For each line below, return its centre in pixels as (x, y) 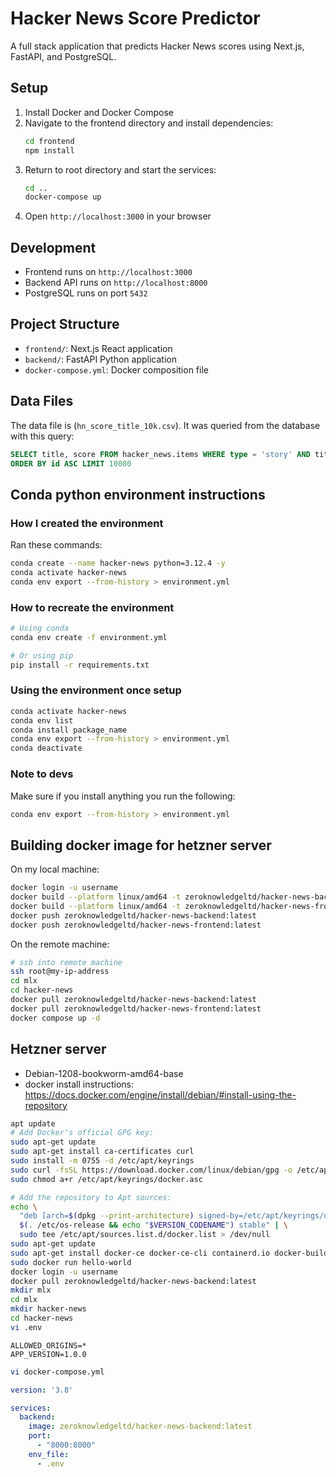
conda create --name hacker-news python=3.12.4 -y (118, 563)
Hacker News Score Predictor (135, 18)
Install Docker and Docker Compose (99, 112)
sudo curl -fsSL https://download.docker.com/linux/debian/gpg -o (151, 1170)
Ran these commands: (56, 545)
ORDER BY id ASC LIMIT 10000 (71, 463)
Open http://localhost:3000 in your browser (118, 216)
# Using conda (40, 628)
